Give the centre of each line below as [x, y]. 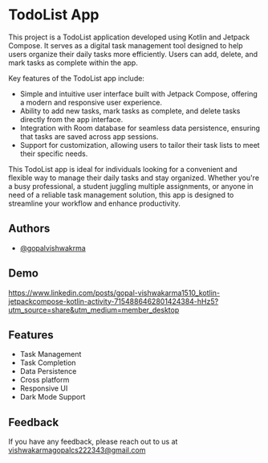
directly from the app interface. [71, 119]
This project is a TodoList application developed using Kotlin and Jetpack [129, 37]
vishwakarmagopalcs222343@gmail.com [77, 450]
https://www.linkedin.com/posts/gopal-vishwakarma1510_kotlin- [114, 293]
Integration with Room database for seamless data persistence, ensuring [140, 128]
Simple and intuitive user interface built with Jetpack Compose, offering [139, 93]
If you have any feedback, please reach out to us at [93, 442]
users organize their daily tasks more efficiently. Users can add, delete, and [133, 54]
